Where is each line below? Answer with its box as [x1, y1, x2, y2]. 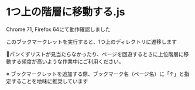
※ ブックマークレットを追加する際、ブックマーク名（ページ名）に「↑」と [6, 70, 184, 77]
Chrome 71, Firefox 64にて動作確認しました [6, 26, 111, 33]
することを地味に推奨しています [11, 77, 88, 85]
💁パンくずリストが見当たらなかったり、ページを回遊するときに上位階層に [6, 50, 184, 57]
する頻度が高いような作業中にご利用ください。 [11, 58, 124, 65]
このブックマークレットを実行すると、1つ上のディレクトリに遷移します [6, 38, 177, 45]
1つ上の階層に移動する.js [6, 5, 125, 19]
